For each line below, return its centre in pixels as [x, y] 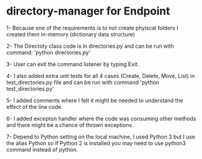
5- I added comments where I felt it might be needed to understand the [95, 100]
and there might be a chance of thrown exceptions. [70, 125]
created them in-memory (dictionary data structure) [71, 34]
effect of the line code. [35, 106]
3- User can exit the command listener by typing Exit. [73, 64]
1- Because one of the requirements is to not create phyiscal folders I [92, 28]
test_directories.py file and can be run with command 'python [83, 82]
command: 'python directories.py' [48, 52]
